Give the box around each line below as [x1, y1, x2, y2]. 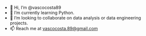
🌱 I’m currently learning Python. [9, 10, 75, 16]
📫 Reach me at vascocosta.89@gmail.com [9, 26, 98, 31]
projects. [9, 20, 28, 26]
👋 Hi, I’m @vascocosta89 [9, 5, 61, 10]
